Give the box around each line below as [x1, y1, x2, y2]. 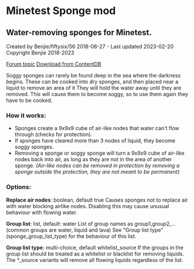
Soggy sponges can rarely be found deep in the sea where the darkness [6, 72, 181, 79]
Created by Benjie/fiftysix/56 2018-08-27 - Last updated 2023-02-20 [6, 43, 174, 50]
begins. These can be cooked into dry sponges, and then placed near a [6, 78, 179, 85]
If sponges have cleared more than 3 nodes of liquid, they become [14, 137, 176, 144]
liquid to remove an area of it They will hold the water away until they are [6, 84, 182, 91]
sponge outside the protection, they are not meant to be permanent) [14, 168, 180, 175]
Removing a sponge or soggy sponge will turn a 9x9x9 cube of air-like [14, 149, 185, 156]
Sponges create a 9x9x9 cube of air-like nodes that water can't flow [14, 125, 180, 132]
